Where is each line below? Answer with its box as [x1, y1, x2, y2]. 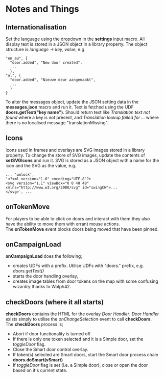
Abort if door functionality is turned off [12, 331, 91, 337]
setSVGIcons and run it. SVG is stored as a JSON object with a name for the [5, 157, 160, 163]
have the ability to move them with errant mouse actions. [5, 221, 120, 227]
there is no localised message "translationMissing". [5, 120, 109, 126]
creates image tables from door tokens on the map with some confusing [12, 278, 159, 284]
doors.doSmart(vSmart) [12, 357, 63, 363]
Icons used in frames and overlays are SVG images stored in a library [5, 147, 145, 153]
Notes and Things [5, 3, 79, 15]
